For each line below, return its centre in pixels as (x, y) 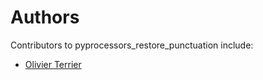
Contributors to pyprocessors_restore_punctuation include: (132, 45)
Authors (45, 17)
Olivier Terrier (53, 64)
